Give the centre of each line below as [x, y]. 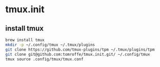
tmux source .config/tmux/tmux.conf [44, 59]
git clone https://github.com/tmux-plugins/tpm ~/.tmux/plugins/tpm [80, 50]
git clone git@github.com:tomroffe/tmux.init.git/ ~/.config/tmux [78, 54]
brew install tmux [25, 40]
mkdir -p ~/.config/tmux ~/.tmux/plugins [50, 44]
